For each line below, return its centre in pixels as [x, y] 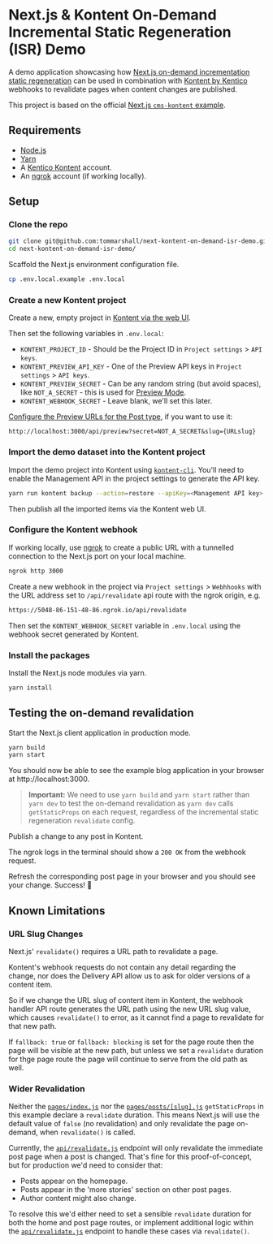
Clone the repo [38, 225]
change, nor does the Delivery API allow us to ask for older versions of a [129, 976]
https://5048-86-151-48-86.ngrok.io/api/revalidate [97, 610]
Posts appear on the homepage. [74, 1181]
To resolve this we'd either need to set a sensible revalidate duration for [130, 1214]
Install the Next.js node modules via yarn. [78, 672]
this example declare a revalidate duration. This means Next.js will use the [134, 1115]
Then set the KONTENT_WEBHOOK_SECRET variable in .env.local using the [125, 625]
